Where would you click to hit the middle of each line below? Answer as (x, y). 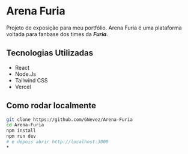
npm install (21, 131)
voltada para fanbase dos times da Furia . (57, 34)
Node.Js (25, 74)
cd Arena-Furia (25, 125)
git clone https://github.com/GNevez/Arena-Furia (70, 119)
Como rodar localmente (51, 106)
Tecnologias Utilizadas (50, 53)
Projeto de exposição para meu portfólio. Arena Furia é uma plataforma (94, 28)
